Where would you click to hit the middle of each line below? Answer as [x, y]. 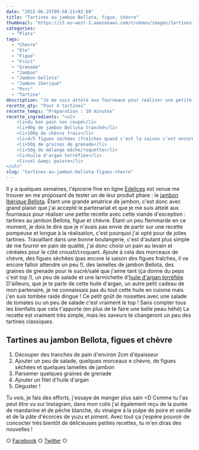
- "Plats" [23, 34]
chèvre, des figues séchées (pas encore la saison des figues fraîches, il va [97, 258]
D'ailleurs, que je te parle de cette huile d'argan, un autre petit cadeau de [95, 284]
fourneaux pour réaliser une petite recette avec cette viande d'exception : [96, 214]
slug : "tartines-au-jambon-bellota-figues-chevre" [70, 172]
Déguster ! [28, 386]
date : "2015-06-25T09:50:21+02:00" [50, 12]
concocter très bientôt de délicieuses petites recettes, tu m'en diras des [94, 423]
